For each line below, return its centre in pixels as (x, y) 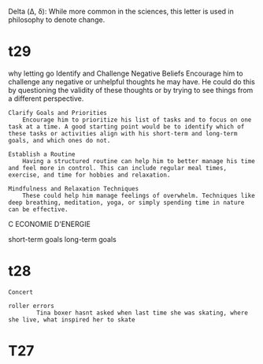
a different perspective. (46, 98)
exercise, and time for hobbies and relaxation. (89, 175)
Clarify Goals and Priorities (58, 113)
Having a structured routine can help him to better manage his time (139, 161)
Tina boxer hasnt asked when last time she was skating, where (142, 313)
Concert (21, 292)
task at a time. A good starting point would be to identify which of (126, 126)
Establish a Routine (42, 154)
